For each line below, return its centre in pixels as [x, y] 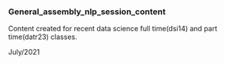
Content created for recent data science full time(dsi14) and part [113, 29]
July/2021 [24, 52]
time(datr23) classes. [43, 37]
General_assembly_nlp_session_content [87, 12]
